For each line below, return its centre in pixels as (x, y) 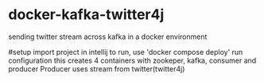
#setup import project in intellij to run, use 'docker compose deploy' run (126, 52)
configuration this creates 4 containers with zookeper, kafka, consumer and (132, 60)
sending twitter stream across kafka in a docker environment (108, 37)
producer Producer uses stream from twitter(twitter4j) (97, 68)
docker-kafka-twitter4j (86, 15)
